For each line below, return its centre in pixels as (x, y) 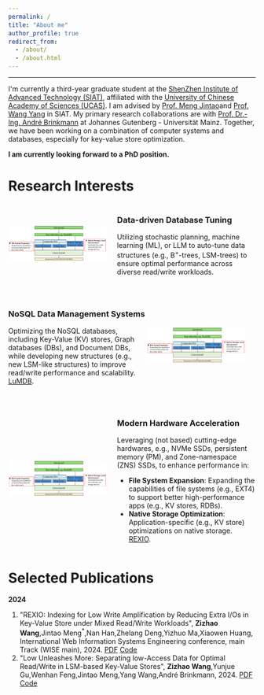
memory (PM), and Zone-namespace (177, 457)
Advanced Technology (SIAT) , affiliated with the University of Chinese (121, 97)
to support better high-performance (187, 497)
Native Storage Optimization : (177, 514)
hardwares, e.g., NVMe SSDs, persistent (182, 449)
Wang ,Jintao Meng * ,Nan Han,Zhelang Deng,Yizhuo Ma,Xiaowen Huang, (136, 632)
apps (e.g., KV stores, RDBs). (176, 506)
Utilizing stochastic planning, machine (178, 237)
